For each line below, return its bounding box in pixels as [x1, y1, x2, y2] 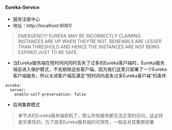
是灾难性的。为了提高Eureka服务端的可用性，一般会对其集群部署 [17, 119, 155, 125]
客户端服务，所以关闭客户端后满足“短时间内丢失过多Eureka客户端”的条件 [12, 72, 167, 79]
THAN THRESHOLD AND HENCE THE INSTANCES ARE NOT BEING [17, 44, 160, 50]
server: [10, 87, 27, 92]
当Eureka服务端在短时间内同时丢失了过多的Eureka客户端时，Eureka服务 [12, 60, 165, 66]
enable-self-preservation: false [14, 92, 86, 97]
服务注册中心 [12, 16, 40, 23]
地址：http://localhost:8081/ [12, 23, 72, 29]
